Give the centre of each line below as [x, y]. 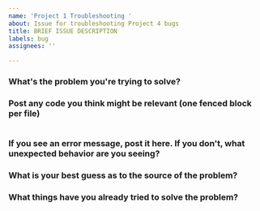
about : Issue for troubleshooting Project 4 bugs [94, 24]
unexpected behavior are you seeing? [84, 153]
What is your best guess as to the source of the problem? [123, 175]
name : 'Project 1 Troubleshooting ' [70, 16]
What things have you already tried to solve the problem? [124, 197]
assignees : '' [32, 46]
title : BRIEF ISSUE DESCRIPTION [63, 31]
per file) [24, 113]
